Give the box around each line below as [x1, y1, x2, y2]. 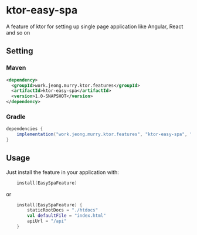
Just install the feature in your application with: [6, 168, 119, 176]
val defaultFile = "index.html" [27, 213, 107, 219]
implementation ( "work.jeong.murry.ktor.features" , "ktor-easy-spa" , [16, 131, 188, 138]
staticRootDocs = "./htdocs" [27, 207, 98, 213]
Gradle [6, 113, 26, 121]
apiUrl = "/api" [27, 218, 67, 224]
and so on [6, 29, 30, 36]
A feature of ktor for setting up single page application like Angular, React [6, 23, 184, 30]
